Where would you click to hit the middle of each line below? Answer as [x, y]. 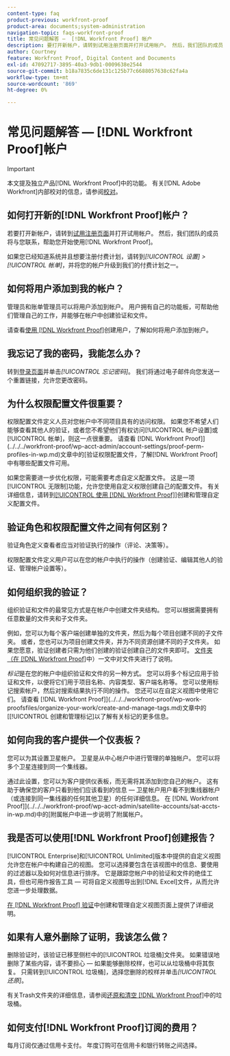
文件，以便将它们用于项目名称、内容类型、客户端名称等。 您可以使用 [116, 682]
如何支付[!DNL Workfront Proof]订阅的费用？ [103, 1027]
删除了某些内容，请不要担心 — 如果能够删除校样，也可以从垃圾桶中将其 [108, 963]
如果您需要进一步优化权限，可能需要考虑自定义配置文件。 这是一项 [101, 478]
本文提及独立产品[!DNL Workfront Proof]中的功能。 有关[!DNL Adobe [104, 183]
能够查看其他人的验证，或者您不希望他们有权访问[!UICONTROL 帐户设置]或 [113, 430]
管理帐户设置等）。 [44, 568]
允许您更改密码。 [67, 380]
